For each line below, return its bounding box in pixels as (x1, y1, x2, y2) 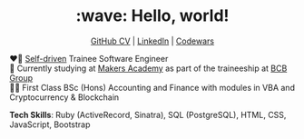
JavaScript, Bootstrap (9, 119, 91, 130)
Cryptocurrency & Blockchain (9, 92, 120, 103)
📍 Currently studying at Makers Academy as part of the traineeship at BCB (9, 63, 288, 74)
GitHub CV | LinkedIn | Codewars (90, 35, 215, 46)
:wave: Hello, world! (75, 5, 230, 26)
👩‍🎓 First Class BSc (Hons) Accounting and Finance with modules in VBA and (9, 82, 295, 93)
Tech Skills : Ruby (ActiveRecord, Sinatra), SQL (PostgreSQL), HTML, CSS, (9, 109, 287, 120)
